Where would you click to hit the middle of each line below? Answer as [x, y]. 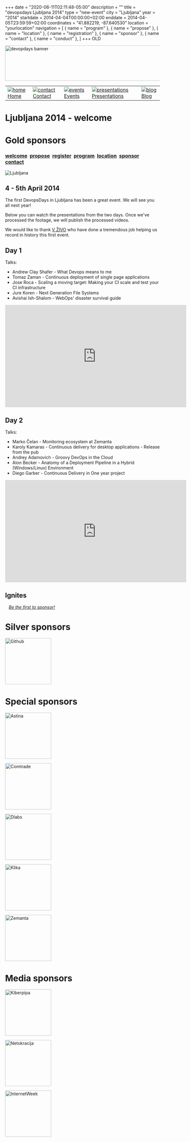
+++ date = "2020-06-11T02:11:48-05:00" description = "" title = [70, 7]
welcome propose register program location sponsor [72, 156]
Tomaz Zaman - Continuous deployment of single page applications [81, 277]
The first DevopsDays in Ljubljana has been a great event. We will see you [80, 200]
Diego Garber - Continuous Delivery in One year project [68, 473]
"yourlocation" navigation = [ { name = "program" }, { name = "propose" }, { [82, 28]
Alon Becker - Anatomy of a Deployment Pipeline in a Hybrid [73, 463]
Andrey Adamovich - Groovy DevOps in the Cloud [62, 458]
